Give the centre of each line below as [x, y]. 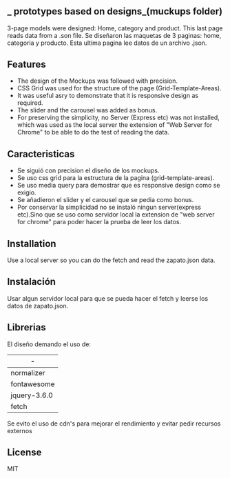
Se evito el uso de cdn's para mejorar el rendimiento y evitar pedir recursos [114, 424]
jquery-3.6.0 [32, 395]
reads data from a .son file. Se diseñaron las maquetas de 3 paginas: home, [114, 35]
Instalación [32, 282]
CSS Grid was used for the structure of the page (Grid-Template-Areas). [119, 88]
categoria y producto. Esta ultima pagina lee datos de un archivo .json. [107, 43]
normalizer [28, 372]
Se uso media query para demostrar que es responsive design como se [118, 186]
